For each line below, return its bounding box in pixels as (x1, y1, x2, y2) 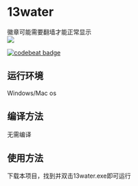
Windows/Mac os (7, 89, 57, 97)
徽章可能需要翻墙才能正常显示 (7, 28, 91, 36)
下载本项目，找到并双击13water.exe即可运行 (7, 172, 132, 180)
